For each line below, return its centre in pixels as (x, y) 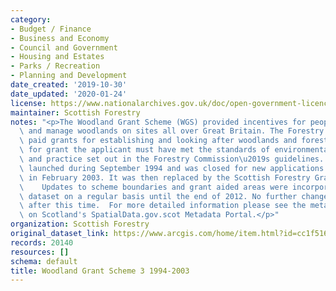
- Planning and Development (69, 76)
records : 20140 (42, 242)
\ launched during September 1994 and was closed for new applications (172, 168)
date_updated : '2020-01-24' (69, 94)
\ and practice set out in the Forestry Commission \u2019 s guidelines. (172, 159)
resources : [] (40, 252)
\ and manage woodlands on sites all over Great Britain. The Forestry (172, 131)
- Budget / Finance (51, 29)
